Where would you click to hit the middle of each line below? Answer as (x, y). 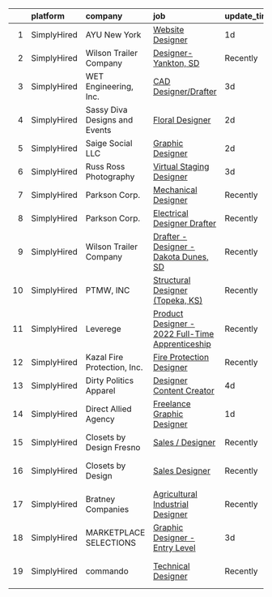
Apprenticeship (182, 344)
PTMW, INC (108, 290)
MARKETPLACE (115, 533)
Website (168, 30)
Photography (110, 176)
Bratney (100, 499)
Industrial (170, 504)
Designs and (109, 120)
